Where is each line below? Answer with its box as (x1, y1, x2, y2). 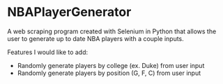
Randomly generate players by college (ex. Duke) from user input (17, 61, 205, 69)
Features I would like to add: (7, 48, 89, 56)
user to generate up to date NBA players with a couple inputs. (7, 34, 185, 42)
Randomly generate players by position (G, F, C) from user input (17, 69, 201, 77)
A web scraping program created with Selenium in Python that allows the (7, 27, 217, 35)
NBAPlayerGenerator (7, 4, 132, 20)
